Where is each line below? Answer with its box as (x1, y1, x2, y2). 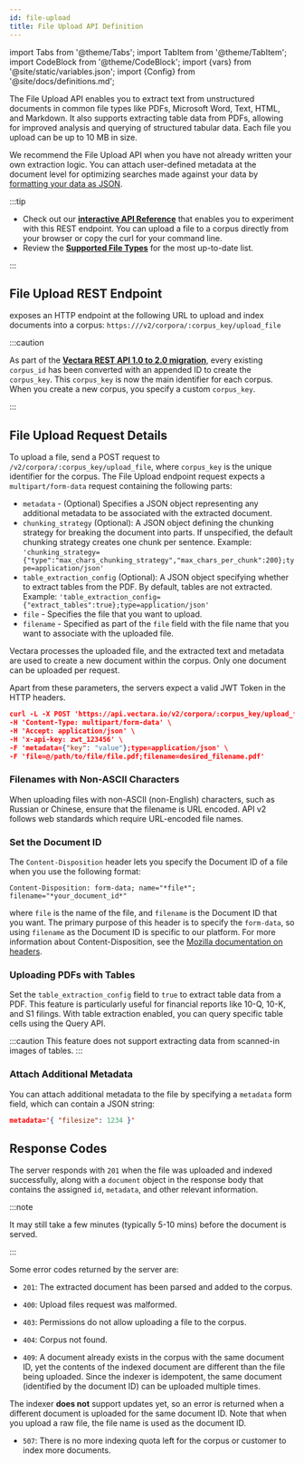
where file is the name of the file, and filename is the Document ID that (9, 907, 278, 918)
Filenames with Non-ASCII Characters (9, 773, 180, 785)
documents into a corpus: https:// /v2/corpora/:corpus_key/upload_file (9, 319, 281, 331)
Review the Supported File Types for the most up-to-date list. (22, 242, 254, 253)
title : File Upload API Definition (9, 22, 144, 31)
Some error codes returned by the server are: (9, 1264, 179, 1275)
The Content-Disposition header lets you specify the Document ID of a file (9, 856, 288, 867)
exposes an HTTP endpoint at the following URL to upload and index (9, 310, 264, 321)
